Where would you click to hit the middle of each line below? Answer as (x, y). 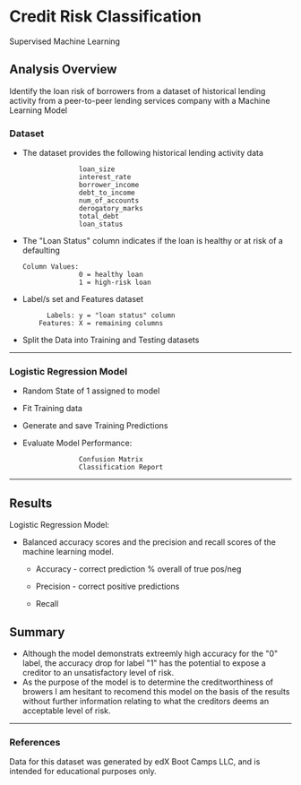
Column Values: (51, 267)
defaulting (41, 250)
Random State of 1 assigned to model (91, 391)
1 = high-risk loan (115, 283)
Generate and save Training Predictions (95, 426)
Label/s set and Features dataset (83, 299)
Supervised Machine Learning (65, 41)
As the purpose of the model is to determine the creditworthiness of (148, 682)
